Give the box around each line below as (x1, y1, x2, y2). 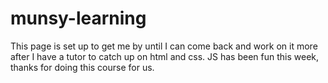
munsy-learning (10, 7, 147, 30)
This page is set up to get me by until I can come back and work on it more (10, 40, 318, 52)
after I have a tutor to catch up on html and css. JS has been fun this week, (10, 50, 320, 62)
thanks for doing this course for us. (10, 61, 155, 73)
